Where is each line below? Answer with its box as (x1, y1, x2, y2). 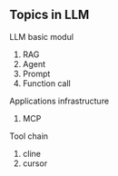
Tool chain (9, 131, 48, 142)
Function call (22, 77, 71, 89)
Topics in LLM (9, 7, 90, 23)
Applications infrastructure (9, 95, 110, 106)
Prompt (22, 68, 51, 79)
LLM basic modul (9, 31, 74, 42)
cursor (22, 158, 48, 169)
